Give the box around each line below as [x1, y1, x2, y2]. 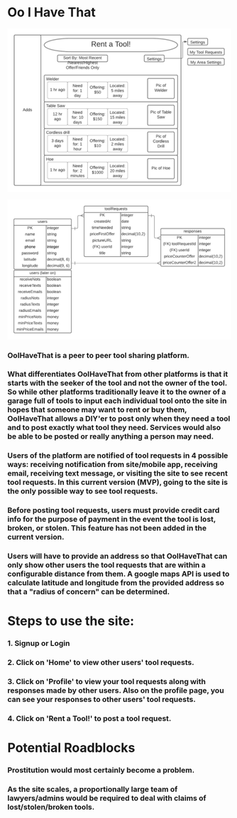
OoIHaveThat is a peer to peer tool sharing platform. [7, 350, 190, 360]
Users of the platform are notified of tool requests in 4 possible [7, 451, 228, 461]
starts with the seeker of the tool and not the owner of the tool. [7, 378, 227, 388]
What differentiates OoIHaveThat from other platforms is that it [7, 369, 228, 379]
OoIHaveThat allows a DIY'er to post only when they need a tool [7, 414, 231, 424]
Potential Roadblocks [7, 740, 136, 756]
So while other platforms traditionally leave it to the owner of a [7, 387, 226, 397]
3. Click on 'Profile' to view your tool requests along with [7, 677, 206, 687]
